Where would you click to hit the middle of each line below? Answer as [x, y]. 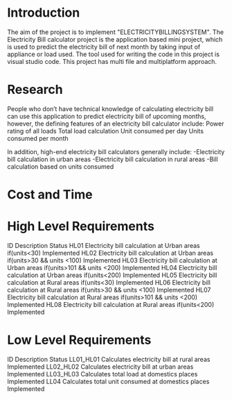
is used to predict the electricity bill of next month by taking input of [104, 47]
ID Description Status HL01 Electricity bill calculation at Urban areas [104, 245]
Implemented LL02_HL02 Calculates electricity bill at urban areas [100, 367]
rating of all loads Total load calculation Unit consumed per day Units [106, 131]
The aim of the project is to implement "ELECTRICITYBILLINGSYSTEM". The [115, 32]
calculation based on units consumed [61, 166]
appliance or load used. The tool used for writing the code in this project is [114, 54]
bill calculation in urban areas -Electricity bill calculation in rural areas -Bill [113, 159]
